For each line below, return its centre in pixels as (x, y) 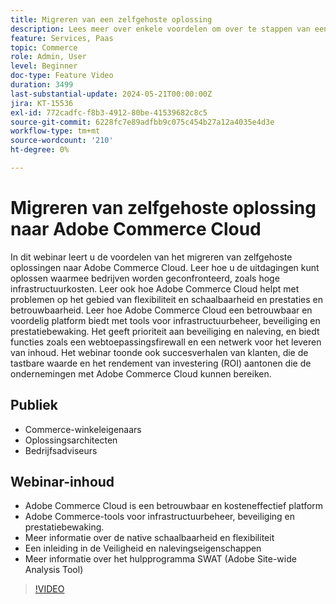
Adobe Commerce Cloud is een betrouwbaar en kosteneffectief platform (174, 506)
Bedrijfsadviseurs (61, 450)
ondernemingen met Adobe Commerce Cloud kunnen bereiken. (141, 373)
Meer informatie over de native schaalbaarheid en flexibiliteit (149, 538)
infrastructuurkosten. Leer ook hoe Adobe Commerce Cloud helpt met (155, 288)
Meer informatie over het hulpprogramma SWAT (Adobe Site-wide (160, 559)
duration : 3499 (42, 85)
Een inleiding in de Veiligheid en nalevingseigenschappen (143, 548)
